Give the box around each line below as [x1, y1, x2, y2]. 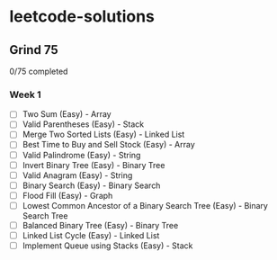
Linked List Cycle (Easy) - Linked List [22, 229, 160, 240]
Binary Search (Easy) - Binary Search [22, 180, 161, 191]
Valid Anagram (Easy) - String [22, 169, 133, 181]
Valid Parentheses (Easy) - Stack [22, 119, 145, 130]
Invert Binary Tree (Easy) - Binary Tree [22, 159, 165, 170]
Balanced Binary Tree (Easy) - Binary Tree [22, 220, 179, 230]
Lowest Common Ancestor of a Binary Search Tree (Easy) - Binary [22, 200, 268, 211]
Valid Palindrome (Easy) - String [22, 149, 141, 160]
